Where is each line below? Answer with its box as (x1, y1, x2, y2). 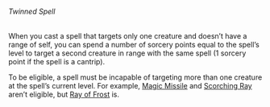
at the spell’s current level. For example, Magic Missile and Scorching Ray (8, 81, 252, 91)
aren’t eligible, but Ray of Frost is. (8, 89, 119, 100)
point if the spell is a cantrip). (8, 57, 106, 67)
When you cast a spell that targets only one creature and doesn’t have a (8, 31, 247, 41)
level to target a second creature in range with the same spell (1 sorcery (8, 48, 247, 58)
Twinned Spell (8, 6, 56, 16)
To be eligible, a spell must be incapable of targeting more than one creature (8, 72, 263, 82)
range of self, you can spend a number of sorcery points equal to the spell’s (8, 40, 260, 50)
